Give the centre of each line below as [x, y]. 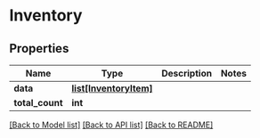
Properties [39, 49]
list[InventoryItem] [112, 88]
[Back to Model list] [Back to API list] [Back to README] [111, 125]
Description [187, 73]
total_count [38, 103]
